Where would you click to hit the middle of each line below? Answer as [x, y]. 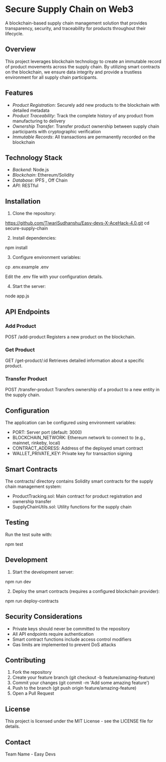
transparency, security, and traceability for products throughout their [76, 28]
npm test [14, 544]
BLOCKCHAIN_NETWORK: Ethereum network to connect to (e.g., [79, 438]
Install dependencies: [34, 238]
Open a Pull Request [33, 693]
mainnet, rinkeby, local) [36, 443]
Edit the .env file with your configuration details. [54, 277]
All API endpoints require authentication [53, 634]
